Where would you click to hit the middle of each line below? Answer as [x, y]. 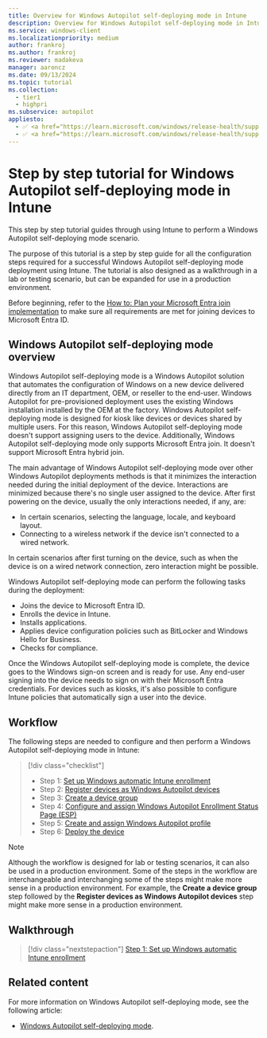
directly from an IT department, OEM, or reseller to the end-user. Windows [130, 393]
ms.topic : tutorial [41, 82]
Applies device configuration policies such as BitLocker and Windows [134, 631]
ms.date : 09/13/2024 [43, 75]
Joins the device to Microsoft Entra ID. [82, 605]
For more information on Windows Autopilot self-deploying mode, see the [128, 1001]
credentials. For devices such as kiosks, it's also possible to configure [123, 689]
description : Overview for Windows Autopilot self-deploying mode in [126, 23]
